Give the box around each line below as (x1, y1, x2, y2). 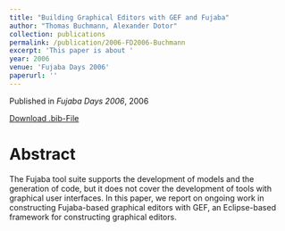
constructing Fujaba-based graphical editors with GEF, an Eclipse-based (9, 202, 277, 212)
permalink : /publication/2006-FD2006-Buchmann (9, 37, 186, 47)
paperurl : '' (9, 71, 58, 80)
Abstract (9, 144, 76, 164)
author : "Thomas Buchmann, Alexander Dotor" (9, 21, 178, 30)
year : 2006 (9, 54, 50, 63)
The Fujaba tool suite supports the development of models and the (9, 173, 255, 184)
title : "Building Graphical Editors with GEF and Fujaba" (9, 12, 230, 22)
